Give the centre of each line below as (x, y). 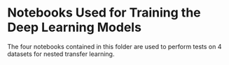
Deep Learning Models (75, 27)
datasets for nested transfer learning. (61, 54)
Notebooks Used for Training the (104, 13)
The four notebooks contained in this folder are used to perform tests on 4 (114, 46)
